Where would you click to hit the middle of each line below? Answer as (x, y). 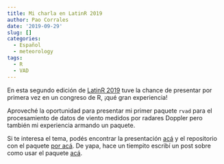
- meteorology (33, 52)
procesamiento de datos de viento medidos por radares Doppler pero (105, 118)
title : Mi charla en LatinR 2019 (55, 13)
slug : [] (20, 32)
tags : (15, 58)
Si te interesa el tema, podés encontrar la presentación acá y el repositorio (112, 138)
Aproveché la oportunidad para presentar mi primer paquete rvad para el (110, 111)
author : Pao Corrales (38, 20)
